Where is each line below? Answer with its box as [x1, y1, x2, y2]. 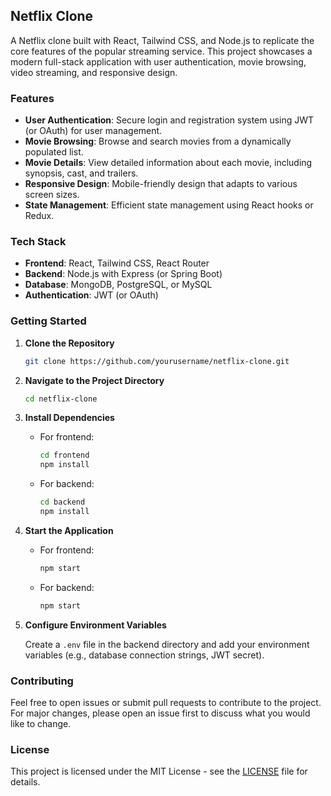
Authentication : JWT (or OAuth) [24, 289, 159, 301]
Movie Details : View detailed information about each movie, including [24, 157, 313, 169]
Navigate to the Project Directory [24, 374, 165, 386]
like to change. [10, 718, 72, 729]
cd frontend [39, 450, 90, 461]
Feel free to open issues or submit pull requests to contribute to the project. [10, 697, 322, 708]
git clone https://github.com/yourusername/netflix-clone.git [24, 356, 290, 366]
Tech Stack [10, 235, 67, 249]
